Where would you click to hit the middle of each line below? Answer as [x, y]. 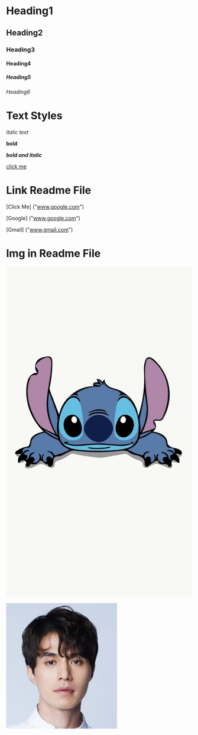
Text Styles [35, 116]
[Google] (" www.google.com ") [43, 218]
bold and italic [24, 155]
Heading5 [19, 77]
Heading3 [21, 50]
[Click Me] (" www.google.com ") [45, 206]
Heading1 [30, 11]
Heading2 [25, 33]
